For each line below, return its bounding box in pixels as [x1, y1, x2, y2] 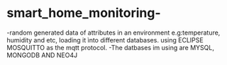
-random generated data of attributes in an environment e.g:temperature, [6, 28, 221, 37]
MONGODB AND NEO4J [6, 51, 78, 59]
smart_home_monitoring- [6, 5, 161, 21]
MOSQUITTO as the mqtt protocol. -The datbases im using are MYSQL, [6, 43, 214, 52]
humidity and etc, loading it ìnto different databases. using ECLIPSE [6, 35, 204, 44]
